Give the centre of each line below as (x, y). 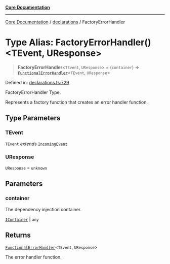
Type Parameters (33, 118)
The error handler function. (33, 257)
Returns (18, 235)
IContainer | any (22, 219)
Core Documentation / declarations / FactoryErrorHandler (65, 22)
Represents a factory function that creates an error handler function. (77, 102)
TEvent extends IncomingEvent (36, 144)
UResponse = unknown (26, 168)
